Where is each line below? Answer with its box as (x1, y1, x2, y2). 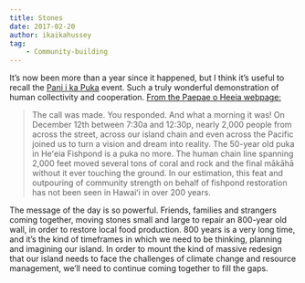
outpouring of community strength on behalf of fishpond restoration (31, 177, 288, 188)
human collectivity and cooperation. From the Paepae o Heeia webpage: (9, 92, 281, 103)
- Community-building (26, 47, 108, 57)
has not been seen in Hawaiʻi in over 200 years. (31, 187, 212, 198)
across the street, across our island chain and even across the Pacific (31, 129, 294, 140)
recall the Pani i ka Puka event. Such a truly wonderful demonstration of (9, 82, 279, 93)
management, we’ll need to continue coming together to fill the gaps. (9, 263, 268, 274)
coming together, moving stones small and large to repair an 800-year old (9, 215, 288, 225)
